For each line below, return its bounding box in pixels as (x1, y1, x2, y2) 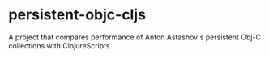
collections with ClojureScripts (8, 40, 111, 50)
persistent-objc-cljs (8, 6, 146, 24)
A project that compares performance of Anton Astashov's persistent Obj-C (8, 32, 262, 42)
